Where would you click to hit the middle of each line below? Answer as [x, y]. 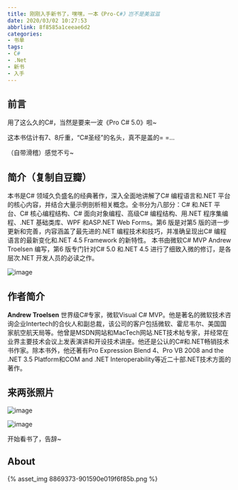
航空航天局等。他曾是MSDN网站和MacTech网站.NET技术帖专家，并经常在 [121, 332]
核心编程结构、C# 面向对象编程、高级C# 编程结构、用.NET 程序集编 [129, 213]
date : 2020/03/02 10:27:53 [47, 21]
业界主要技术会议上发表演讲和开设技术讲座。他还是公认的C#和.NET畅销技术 [118, 341]
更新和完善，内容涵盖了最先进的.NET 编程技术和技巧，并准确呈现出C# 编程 [117, 231]
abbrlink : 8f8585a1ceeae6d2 [49, 27]
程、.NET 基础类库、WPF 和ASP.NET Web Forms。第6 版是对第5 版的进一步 [118, 223]
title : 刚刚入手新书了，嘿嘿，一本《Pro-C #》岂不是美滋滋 [83, 14]
